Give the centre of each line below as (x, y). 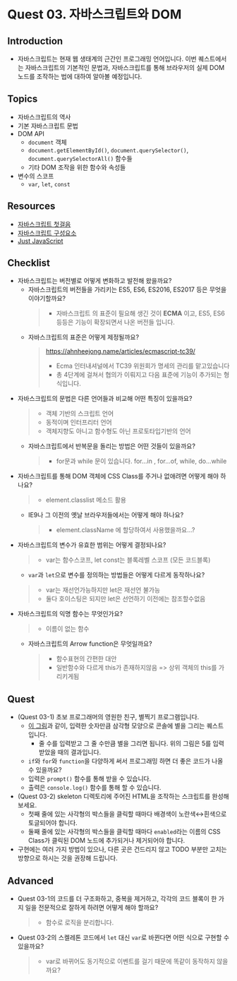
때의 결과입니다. (79, 752)
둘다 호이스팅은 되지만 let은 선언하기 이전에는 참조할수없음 (126, 599)
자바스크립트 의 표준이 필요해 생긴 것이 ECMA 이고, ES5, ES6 (141, 313)
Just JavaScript (40, 241)
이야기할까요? (47, 299)
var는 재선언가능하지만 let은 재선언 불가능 (103, 590)
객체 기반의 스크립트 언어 (80, 414)
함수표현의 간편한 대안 (86, 659)
